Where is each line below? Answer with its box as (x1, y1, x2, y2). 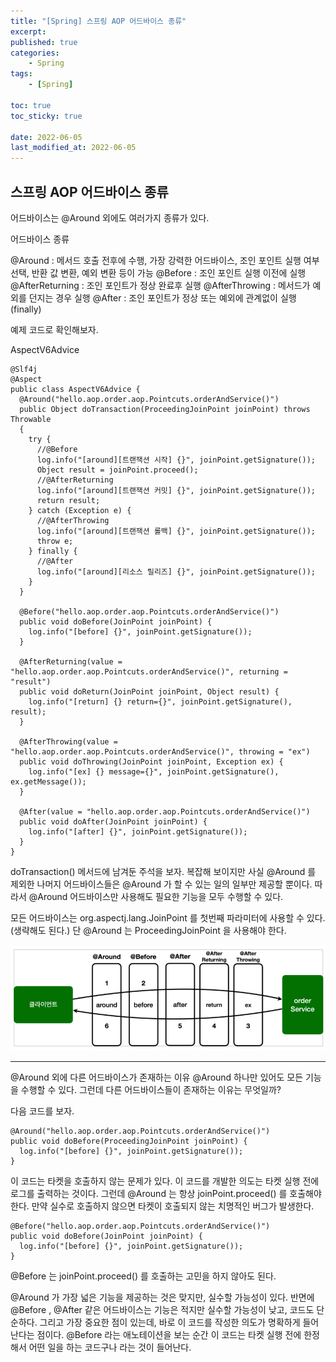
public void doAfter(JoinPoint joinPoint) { (19, 816, 208, 827)
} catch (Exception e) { (28, 505, 132, 515)
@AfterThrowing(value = (19, 736, 118, 747)
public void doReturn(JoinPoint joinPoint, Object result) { (19, 686, 280, 697)
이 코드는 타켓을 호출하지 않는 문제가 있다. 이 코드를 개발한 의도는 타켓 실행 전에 (10, 1175, 320, 1187)
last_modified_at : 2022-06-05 (10, 143, 137, 153)
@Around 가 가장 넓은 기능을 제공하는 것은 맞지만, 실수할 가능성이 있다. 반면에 (10, 1291, 315, 1303)
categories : (10, 48, 60, 58)
